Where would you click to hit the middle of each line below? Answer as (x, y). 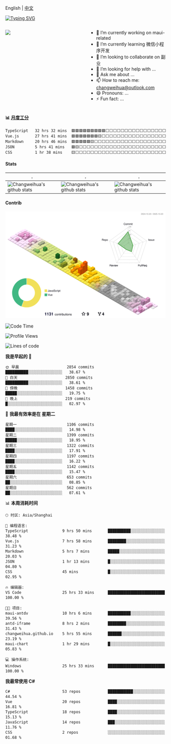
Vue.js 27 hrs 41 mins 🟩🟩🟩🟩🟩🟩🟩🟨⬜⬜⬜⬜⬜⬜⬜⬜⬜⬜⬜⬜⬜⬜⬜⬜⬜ (86, 136)
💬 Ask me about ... (115, 74)
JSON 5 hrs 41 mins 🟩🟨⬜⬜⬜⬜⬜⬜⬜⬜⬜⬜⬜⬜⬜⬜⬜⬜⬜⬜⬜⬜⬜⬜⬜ (86, 147)
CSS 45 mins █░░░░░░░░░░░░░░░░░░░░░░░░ (85, 572)
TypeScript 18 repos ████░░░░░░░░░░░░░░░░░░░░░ (85, 712)
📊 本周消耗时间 (22, 503)
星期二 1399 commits (50, 435)
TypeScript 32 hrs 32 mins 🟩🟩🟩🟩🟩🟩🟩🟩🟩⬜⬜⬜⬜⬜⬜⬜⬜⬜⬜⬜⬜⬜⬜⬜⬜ (86, 131)
